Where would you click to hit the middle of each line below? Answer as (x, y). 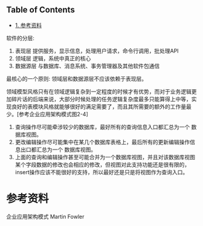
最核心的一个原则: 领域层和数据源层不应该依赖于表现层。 (76, 78)
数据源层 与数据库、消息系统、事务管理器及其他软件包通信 (87, 66)
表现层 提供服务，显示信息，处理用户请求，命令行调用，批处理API (97, 51)
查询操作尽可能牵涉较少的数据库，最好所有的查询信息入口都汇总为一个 (102, 127)
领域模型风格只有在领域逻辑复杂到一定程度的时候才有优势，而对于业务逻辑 (99, 91)
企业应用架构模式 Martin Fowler (45, 216)
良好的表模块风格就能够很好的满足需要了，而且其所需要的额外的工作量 (98, 106)
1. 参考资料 (28, 25)
